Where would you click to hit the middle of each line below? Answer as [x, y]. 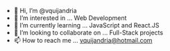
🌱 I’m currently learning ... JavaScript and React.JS [86, 25]
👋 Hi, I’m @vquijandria [45, 11]
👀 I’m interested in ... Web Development [70, 18]
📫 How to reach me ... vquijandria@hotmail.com [83, 40]
